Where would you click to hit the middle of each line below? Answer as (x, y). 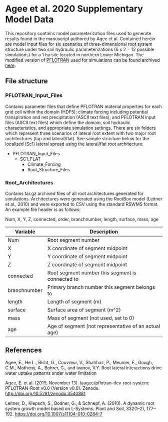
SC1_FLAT (30, 159)
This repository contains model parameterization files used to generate (78, 33)
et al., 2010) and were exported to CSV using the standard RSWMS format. (82, 204)
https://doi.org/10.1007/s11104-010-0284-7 (58, 414)
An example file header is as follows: (43, 209)
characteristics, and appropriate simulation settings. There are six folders (80, 128)
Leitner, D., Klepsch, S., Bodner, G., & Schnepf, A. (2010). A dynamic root (80, 403)
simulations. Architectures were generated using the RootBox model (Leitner (84, 198)
